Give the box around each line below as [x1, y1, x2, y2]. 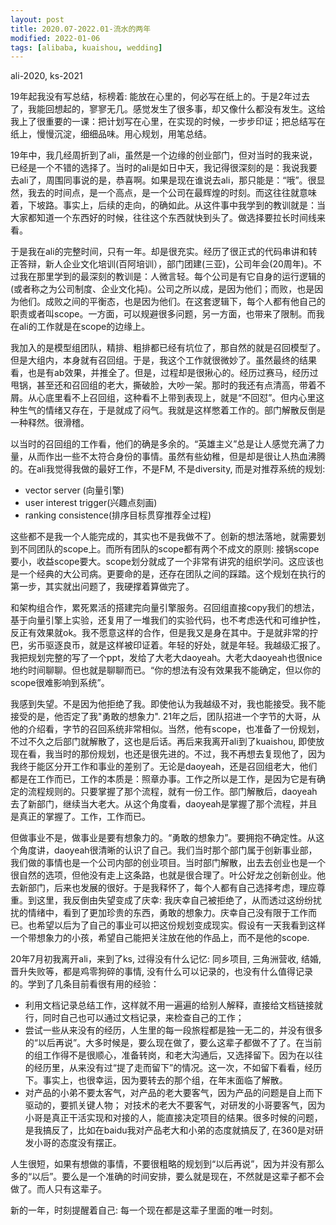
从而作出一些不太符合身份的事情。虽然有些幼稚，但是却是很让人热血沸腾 [27, 451, 326, 463]
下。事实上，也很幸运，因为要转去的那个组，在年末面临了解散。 [24, 1074, 288, 1086]
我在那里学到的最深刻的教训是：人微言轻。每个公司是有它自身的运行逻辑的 [18, 271, 326, 283]
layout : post [10, 14, 65, 25]
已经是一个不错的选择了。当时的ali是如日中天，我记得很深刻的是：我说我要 [10, 162, 318, 174]
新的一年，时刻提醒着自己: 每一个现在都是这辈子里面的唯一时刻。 [10, 1204, 278, 1216]
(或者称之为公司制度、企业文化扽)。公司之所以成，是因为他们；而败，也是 [10, 283, 315, 295]
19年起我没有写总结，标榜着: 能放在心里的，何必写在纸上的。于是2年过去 [10, 91, 310, 103]
